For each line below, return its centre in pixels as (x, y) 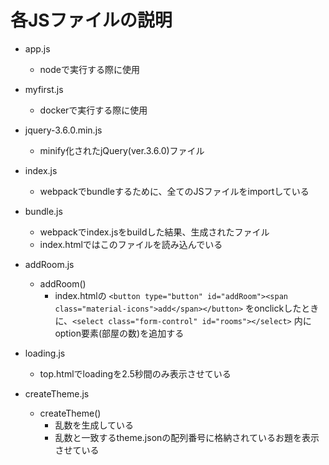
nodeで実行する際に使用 (89, 69)
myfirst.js (44, 89)
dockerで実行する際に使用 (93, 110)
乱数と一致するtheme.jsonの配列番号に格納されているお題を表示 (187, 437)
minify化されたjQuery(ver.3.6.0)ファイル (122, 150)
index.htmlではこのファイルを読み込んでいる (131, 244)
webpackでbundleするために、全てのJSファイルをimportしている (174, 191)
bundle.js (43, 211)
